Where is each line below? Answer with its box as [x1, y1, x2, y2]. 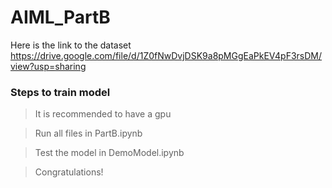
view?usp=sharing [10, 60, 87, 72]
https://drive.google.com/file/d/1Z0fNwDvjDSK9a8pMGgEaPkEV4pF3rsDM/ [10, 49, 323, 61]
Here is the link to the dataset [10, 39, 132, 51]
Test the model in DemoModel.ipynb [34, 147, 185, 159]
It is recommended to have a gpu [34, 108, 172, 120]
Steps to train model [10, 85, 111, 99]
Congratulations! [34, 166, 104, 178]
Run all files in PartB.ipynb [34, 127, 143, 140]
